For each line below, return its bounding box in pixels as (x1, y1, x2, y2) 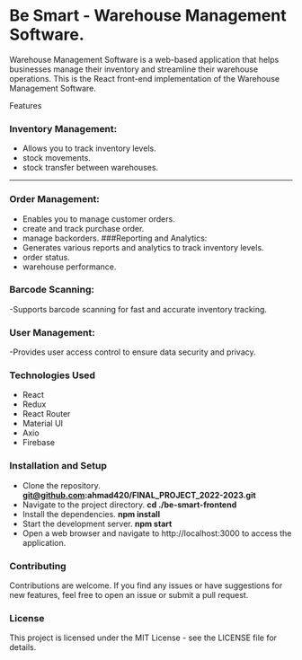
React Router (22, 409, 71, 419)
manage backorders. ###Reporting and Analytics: (22, 233, 208, 243)
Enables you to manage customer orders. (22, 213, 175, 224)
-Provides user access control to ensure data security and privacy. (9, 347, 256, 357)
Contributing (9, 559, 67, 572)
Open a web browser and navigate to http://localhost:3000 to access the (22, 527, 292, 539)
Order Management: (9, 193, 101, 206)
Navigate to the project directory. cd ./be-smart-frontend (22, 499, 237, 510)
